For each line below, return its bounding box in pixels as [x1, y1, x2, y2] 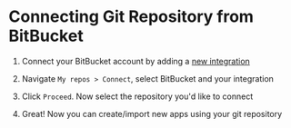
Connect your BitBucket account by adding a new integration [21, 55, 251, 66]
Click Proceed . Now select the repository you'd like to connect [21, 91, 254, 102]
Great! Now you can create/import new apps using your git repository [21, 108, 283, 119]
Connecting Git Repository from [8, 6, 254, 27]
